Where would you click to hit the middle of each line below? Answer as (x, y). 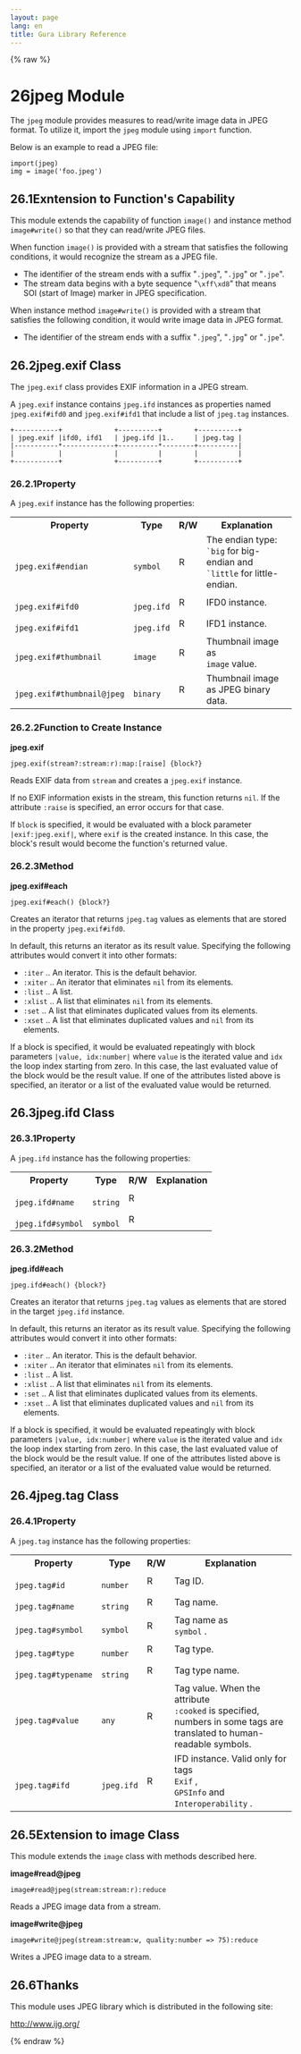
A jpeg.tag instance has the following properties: (100, 1541)
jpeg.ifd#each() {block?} (58, 1285)
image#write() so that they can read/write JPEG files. (108, 230)
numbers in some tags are (229, 1721)
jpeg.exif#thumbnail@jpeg (70, 694)
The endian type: (242, 540)
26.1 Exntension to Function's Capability (123, 199)
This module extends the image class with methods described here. (134, 1856)
